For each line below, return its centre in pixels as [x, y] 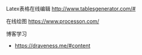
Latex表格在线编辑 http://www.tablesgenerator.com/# [71, 9]
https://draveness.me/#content [52, 46]
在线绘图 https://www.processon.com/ [53, 21]
